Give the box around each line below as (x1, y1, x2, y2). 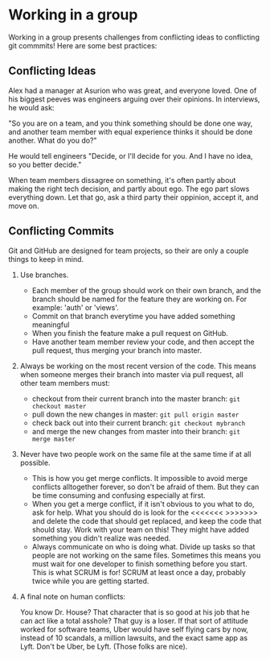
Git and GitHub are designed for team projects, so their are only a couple (8, 246, 249, 255)
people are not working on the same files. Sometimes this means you (31, 550, 261, 560)
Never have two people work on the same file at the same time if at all (19, 449, 252, 458)
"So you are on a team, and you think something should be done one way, (8, 118, 253, 128)
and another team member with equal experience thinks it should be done (8, 126, 253, 136)
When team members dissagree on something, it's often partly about (8, 175, 236, 184)
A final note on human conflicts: (19, 591, 126, 601)
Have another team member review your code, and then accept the (31, 337, 255, 346)
